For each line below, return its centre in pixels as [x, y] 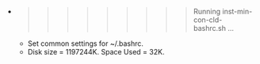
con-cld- [208, 20]
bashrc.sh [209, 28]
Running [207, 11]
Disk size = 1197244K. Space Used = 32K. [96, 52]
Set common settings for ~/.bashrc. [86, 43]
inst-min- [237, 11]
